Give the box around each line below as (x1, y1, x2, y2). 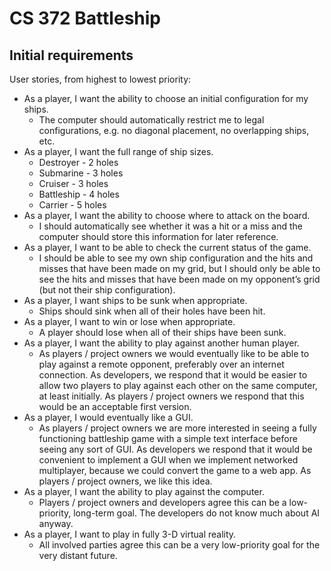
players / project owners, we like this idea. (38, 475, 213, 487)
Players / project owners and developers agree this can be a (38, 497, 287, 508)
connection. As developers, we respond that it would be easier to (38, 369, 308, 381)
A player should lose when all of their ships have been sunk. (38, 327, 287, 338)
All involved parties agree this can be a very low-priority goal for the (38, 539, 321, 551)
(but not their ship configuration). (38, 284, 176, 296)
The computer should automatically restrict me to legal (38, 114, 265, 126)
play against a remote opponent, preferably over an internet (38, 358, 285, 370)
